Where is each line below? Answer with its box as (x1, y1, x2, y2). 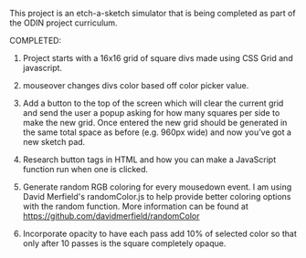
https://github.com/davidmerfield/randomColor (22, 211, 200, 222)
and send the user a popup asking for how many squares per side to (22, 108, 280, 118)
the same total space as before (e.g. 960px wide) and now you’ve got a (22, 127, 292, 138)
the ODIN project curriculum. (9, 17, 118, 28)
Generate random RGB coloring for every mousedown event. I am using (22, 181, 292, 192)
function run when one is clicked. (22, 164, 149, 174)
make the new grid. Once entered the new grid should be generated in (22, 118, 288, 128)
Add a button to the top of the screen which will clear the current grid (22, 98, 284, 108)
